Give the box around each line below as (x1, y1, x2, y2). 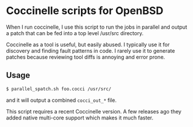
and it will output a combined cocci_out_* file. (6, 97, 117, 104)
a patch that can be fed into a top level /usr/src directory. (6, 29, 144, 36)
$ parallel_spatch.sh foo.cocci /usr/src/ (6, 86, 111, 92)
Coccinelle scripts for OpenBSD (6, 4, 164, 18)
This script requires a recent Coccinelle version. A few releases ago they (6, 108, 182, 115)
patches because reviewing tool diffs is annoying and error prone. (6, 53, 165, 60)
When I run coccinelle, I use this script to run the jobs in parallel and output (6, 23, 188, 30)
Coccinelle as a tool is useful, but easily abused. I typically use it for (6, 41, 170, 48)
